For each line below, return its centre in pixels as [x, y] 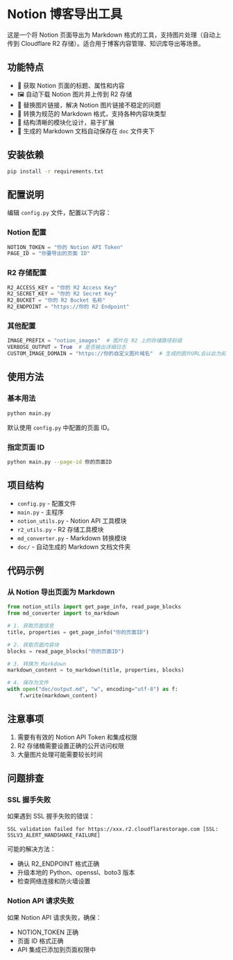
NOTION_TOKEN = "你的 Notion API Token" [65, 247]
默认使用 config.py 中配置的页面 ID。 [60, 427]
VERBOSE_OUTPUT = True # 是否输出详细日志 [67, 348]
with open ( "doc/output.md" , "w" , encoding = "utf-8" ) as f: [93, 689]
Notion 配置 [27, 232]
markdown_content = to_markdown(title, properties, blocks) [96, 670]
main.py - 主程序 [41, 512]
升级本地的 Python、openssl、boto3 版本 [76, 873]
